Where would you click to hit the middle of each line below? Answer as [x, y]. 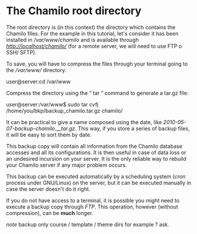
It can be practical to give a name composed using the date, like [84, 122]
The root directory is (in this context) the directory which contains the [91, 27]
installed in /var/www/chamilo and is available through [72, 40]
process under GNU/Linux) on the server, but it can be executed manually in [99, 183]
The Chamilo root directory [74, 11]
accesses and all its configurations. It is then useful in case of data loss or [96, 152]
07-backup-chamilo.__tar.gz [41, 128]
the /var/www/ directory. [36, 70]
